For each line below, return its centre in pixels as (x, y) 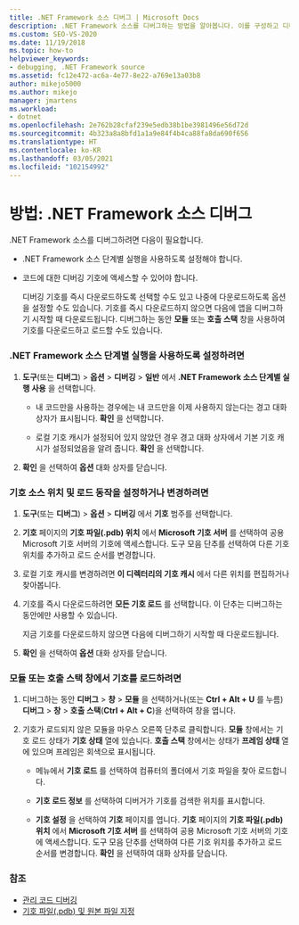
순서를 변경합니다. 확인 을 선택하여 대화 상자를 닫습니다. (132, 854)
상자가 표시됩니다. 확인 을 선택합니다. (100, 418)
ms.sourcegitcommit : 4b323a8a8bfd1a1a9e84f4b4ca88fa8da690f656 (129, 134)
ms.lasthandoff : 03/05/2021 (61, 158)
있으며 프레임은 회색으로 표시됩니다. (93, 752)
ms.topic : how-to (41, 51)
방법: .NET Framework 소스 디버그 (131, 214)
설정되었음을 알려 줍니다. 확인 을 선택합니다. (128, 448)
